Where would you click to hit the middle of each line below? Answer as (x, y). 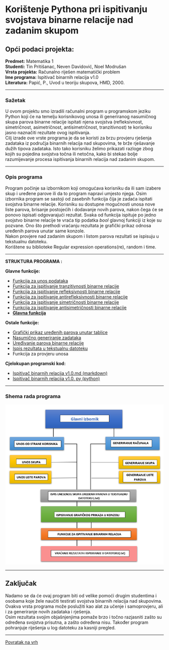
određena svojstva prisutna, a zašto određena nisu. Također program (77, 622)
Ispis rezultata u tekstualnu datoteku (50, 348)
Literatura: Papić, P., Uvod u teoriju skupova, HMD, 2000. (65, 82)
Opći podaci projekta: (40, 49)
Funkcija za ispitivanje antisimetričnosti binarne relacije (69, 307)
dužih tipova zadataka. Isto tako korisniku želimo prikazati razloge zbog (79, 149)
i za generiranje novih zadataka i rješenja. (48, 611)
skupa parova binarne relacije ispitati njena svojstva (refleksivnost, (74, 122)
